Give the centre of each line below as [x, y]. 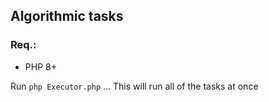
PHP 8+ [40, 66]
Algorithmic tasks [67, 16]
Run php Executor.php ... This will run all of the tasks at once [134, 86]
